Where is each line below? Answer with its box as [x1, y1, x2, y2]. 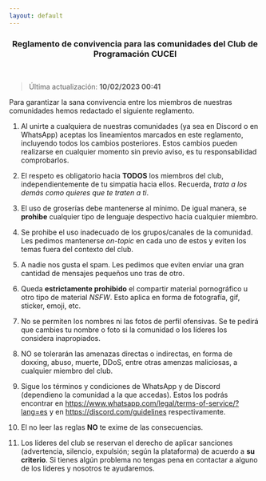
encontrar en [20, 398, 64, 408]
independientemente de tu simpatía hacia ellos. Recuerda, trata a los [20, 179, 248, 189]
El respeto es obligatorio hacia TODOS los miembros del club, [20, 170, 224, 180]
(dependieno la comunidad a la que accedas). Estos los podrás [20, 390, 228, 399]
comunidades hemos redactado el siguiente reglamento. [9, 106, 195, 115]
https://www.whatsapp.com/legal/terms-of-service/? [65, 398, 240, 408]
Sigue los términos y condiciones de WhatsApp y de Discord [20, 381, 220, 391]
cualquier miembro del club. [20, 366, 113, 375]
